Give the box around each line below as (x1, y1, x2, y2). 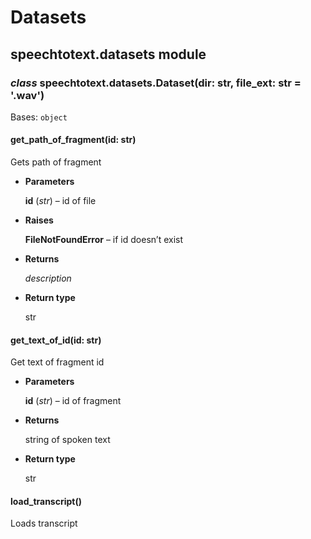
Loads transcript (10, 517, 78, 530)
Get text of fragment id (10, 356, 105, 368)
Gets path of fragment (10, 156, 102, 168)
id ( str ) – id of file (24, 195, 97, 207)
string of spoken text (24, 434, 111, 446)
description (24, 272, 72, 285)
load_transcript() (10, 495, 83, 507)
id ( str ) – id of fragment (24, 395, 122, 407)
